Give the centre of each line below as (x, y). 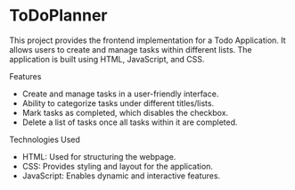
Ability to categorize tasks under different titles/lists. (118, 103)
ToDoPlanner (58, 16)
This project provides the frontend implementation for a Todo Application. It (148, 40)
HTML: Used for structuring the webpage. (99, 156)
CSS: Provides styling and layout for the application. (118, 166)
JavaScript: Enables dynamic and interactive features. (121, 176)
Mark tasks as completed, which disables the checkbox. (125, 112)
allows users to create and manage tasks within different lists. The (131, 49)
